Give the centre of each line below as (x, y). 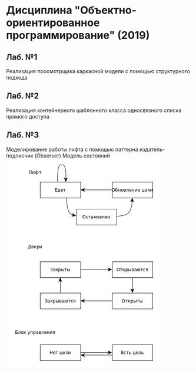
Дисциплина (39, 10)
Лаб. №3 (23, 135)
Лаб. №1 (22, 57)
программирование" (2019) (78, 35)
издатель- (152, 149)
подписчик (20, 155)
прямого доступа (28, 116)
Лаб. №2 (23, 96)
